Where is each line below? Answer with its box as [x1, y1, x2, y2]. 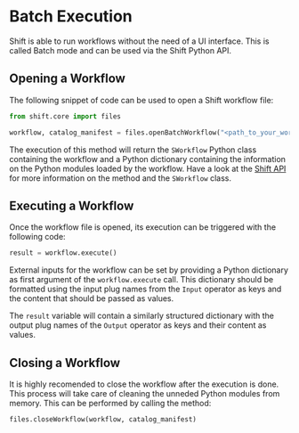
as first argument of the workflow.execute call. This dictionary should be [9, 274, 274, 285]
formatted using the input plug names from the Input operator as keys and [9, 283, 282, 295]
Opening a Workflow [9, 71, 126, 86]
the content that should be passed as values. [9, 293, 174, 304]
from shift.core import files [9, 111, 122, 121]
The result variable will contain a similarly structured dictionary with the [9, 310, 274, 322]
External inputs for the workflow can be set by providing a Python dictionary [9, 265, 289, 275]
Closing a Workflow [9, 355, 121, 371]
